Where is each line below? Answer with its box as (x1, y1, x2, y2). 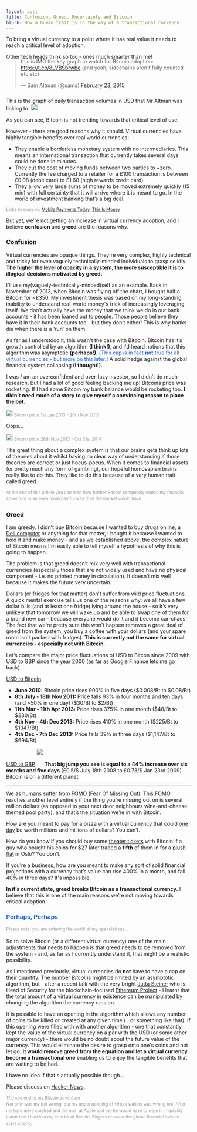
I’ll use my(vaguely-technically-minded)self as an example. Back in (6, 282, 168, 289)
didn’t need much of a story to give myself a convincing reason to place (6, 391, 184, 398)
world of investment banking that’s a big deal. (14, 195, 125, 203)
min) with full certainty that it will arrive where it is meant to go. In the (14, 189, 182, 196)
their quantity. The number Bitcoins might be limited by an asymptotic (6, 974, 174, 981)
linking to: (6, 105, 30, 112)
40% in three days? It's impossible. (6, 874, 91, 881)
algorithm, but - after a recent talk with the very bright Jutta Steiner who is (6, 980, 186, 987)
